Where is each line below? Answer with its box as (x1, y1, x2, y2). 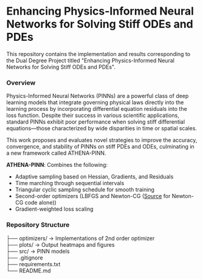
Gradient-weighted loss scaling (15, 205, 94, 213)
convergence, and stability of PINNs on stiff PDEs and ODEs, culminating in (6, 143, 194, 150)
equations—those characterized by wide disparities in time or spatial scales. (6, 125, 198, 132)
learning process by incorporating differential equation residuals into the (6, 105, 187, 113)
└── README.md (6, 267, 51, 274)
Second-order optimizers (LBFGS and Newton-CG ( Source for (15, 192, 171, 200)
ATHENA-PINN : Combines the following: (6, 161, 108, 169)
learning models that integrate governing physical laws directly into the (6, 99, 184, 106)
